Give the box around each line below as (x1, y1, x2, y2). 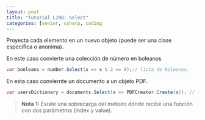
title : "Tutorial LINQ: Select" (6, 15, 88, 21)
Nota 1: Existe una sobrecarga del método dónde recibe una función (21, 101, 193, 108)
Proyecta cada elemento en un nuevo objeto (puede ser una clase (6, 37, 172, 44)
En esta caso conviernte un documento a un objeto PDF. (6, 78, 148, 85)
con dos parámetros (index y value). (21, 107, 113, 114)
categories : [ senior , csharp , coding (6, 20, 103, 26)
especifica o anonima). (6, 43, 64, 50)
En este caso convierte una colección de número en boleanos (6, 55, 162, 62)
